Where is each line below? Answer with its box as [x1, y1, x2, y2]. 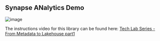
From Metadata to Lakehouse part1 [5, 31, 75, 36]
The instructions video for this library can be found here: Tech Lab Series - [5, 26, 155, 31]
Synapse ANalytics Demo [5, 4, 84, 12]
